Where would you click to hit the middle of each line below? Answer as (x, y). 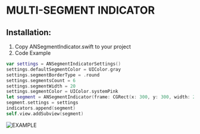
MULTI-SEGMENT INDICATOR (81, 10)
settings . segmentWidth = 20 (41, 86)
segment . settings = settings (42, 103)
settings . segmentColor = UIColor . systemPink (62, 92)
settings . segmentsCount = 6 (41, 80)
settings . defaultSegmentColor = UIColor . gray (63, 69)
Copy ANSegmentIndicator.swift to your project (73, 46)
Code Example (33, 53)
